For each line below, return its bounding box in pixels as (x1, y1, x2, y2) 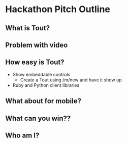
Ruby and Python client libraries (12, 82, 80, 88)
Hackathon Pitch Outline (5, 4, 110, 15)
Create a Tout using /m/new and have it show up (20, 77, 122, 83)
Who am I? (5, 131, 40, 139)
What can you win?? (5, 114, 71, 122)
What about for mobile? (5, 97, 81, 106)
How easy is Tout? (5, 58, 65, 67)
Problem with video (5, 40, 68, 49)
